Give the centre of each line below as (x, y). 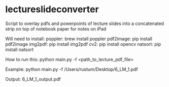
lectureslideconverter (52, 9)
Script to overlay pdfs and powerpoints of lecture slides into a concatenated (84, 23)
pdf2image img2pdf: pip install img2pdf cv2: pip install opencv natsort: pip (83, 44)
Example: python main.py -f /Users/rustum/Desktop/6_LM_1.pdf (72, 69)
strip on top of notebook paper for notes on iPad (56, 28)
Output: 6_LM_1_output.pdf (33, 79)
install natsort (20, 49)
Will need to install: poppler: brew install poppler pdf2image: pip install (79, 39)
